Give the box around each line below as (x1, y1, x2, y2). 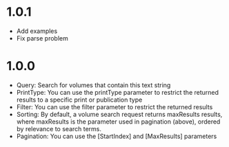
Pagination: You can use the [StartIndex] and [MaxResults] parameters (16, 132, 217, 140)
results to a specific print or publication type (16, 95, 143, 104)
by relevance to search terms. (16, 124, 101, 133)
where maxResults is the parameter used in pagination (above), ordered (16, 117, 221, 126)
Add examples (16, 27, 58, 35)
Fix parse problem (16, 34, 68, 42)
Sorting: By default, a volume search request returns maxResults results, (16, 110, 223, 118)
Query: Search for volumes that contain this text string (16, 80, 171, 89)
